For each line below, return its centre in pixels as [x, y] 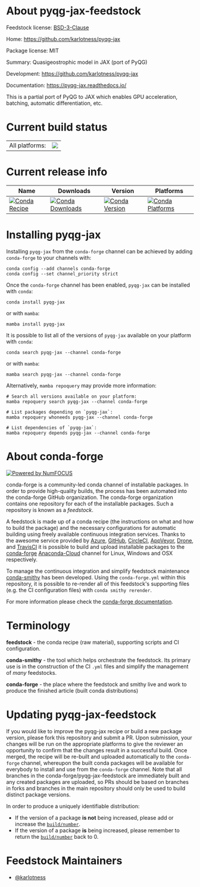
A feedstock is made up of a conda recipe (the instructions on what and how [100, 521]
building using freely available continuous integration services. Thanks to [96, 534]
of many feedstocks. [32, 672]
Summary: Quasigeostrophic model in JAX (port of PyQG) [77, 62]
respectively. [22, 559]
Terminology [38, 626]
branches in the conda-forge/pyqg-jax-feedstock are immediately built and [98, 776]
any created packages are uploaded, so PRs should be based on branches [98, 781]
